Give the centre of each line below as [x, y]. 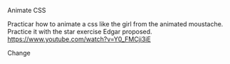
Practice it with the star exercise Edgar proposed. [80, 32]
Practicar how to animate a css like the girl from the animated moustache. [115, 24]
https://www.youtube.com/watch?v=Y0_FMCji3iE [79, 39]
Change [19, 53]
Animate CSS [27, 10]
